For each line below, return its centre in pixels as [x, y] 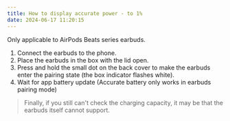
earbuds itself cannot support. [67, 110]
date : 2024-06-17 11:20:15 [46, 20]
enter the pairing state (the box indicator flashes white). [96, 75]
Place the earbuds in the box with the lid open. [83, 60]
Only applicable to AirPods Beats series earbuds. [77, 39]
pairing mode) [37, 89]
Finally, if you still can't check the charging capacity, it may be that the [123, 102]
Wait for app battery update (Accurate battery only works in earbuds [114, 82]
